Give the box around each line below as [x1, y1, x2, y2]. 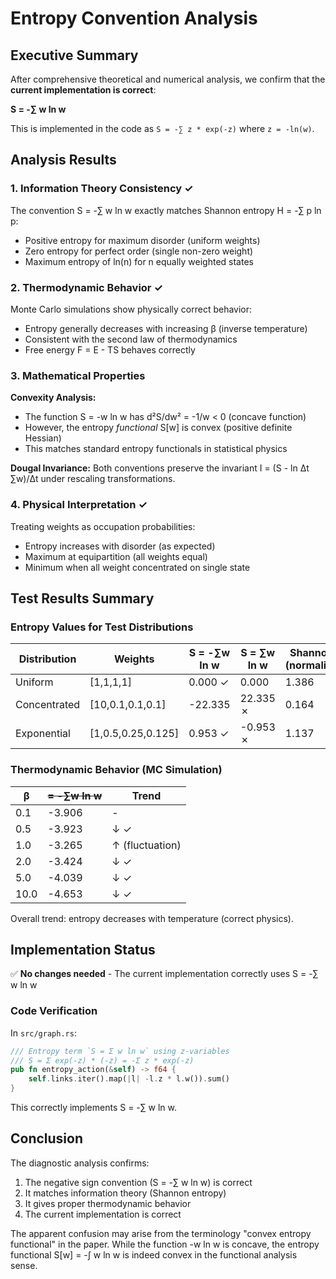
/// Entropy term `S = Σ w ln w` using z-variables [10, 1046, 230, 1056]
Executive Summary [10, 47, 139, 64]
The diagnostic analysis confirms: [10, 1157, 150, 1169]
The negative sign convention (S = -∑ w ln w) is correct [24, 1176, 253, 1188]
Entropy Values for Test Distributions [10, 620, 194, 634]
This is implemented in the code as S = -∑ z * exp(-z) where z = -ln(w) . [10, 123, 315, 134]
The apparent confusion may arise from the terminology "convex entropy [10, 1227, 312, 1239]
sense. [10, 1259, 38, 1271]
